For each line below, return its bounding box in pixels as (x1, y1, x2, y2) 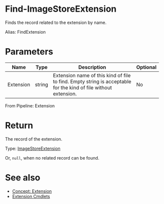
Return (5, 120, 33, 131)
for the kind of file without (53, 84, 112, 91)
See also (5, 172, 41, 183)
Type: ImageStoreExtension (5, 145, 61, 151)
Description (78, 63, 106, 70)
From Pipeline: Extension (5, 102, 55, 108)
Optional (136, 63, 157, 70)
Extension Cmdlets (12, 193, 50, 199)
